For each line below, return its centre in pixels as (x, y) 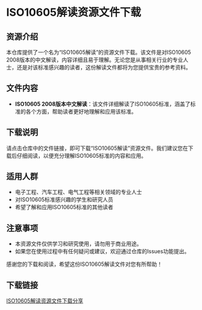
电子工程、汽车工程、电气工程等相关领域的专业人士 (78, 192)
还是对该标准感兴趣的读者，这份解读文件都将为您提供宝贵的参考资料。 (104, 67)
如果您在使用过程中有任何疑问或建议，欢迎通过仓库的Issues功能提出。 (102, 251)
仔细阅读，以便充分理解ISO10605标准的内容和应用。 (81, 155)
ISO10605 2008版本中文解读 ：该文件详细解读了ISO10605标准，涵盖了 (103, 104)
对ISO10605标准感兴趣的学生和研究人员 (64, 199)
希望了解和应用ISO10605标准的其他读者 (64, 207)
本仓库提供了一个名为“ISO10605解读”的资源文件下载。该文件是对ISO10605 (99, 52)
